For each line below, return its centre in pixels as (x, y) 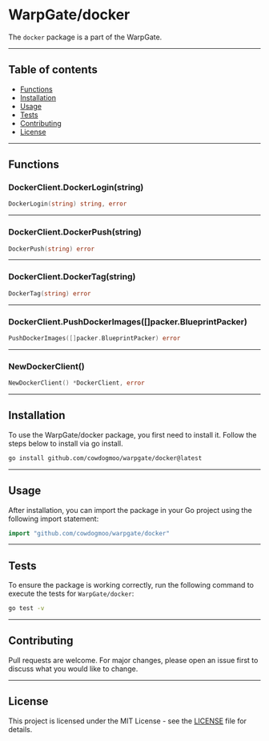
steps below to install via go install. (66, 443)
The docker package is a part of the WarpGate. (85, 37)
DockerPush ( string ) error (51, 249)
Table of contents (53, 70)
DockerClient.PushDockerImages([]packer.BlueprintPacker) (128, 321)
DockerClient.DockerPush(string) (75, 232)
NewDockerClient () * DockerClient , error (77, 383)
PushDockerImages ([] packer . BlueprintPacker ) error (94, 338)
